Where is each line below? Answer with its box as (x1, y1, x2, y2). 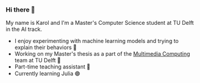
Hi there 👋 (5, 5, 36, 14)
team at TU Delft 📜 (14, 57, 61, 64)
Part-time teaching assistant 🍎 (14, 63, 91, 70)
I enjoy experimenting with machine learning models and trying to (14, 38, 179, 45)
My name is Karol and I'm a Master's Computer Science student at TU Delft (5, 19, 194, 27)
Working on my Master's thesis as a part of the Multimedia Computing (14, 50, 190, 58)
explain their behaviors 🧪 (14, 44, 77, 51)
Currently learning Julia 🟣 (14, 70, 80, 78)
